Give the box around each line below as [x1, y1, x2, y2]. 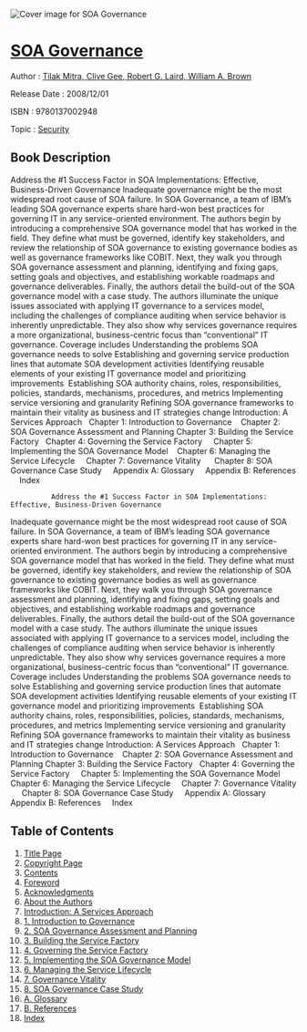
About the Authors [23, 896, 94, 907]
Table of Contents [10, 823, 115, 839]
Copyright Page [23, 857, 83, 868]
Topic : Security [10, 123, 70, 134]
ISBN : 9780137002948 [10, 106, 98, 117]
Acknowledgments [23, 886, 95, 897]
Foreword [23, 876, 60, 888]
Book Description [10, 150, 111, 166]
